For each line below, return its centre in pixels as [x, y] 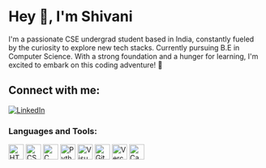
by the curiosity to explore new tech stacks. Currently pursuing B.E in [124, 47]
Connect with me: [54, 90]
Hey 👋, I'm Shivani [71, 17]
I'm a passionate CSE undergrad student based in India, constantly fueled [131, 39]
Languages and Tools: [53, 131]
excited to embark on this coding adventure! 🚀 [86, 65]
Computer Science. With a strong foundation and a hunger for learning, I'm [133, 56]
